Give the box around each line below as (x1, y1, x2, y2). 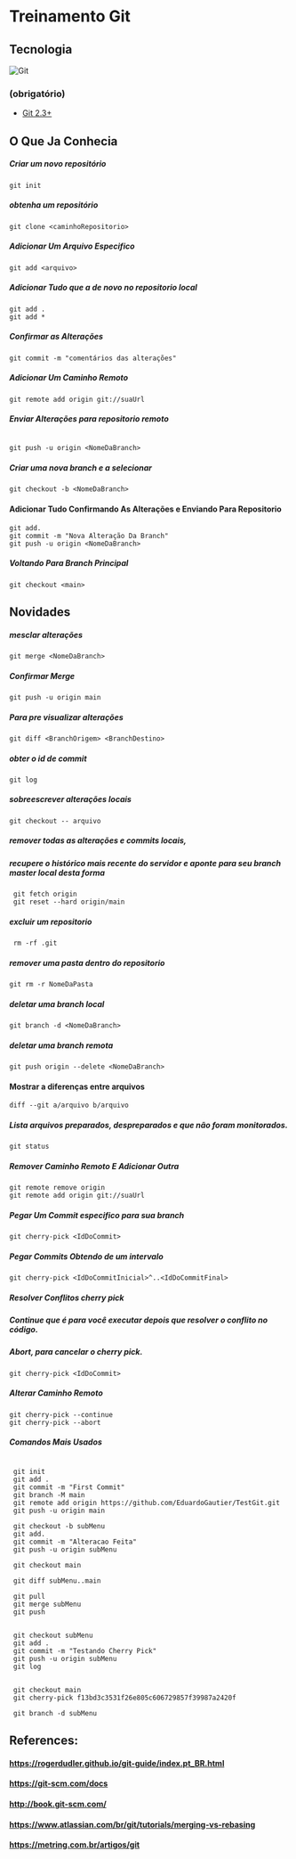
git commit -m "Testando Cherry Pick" (12, 1646, 157, 1655)
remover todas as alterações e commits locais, (9, 835, 187, 846)
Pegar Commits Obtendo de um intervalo (9, 1250, 164, 1262)
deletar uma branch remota (9, 1040, 114, 1051)
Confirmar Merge (9, 670, 76, 681)
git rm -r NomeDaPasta (9, 980, 93, 989)
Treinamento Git (9, 6, 132, 27)
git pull (12, 1592, 46, 1601)
